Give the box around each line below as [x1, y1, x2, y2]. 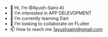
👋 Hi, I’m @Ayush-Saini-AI [10, 5, 64, 10]
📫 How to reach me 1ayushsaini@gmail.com [10, 26, 103, 32]
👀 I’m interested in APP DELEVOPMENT [10, 10, 92, 16]
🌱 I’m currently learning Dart [10, 15, 69, 21]
